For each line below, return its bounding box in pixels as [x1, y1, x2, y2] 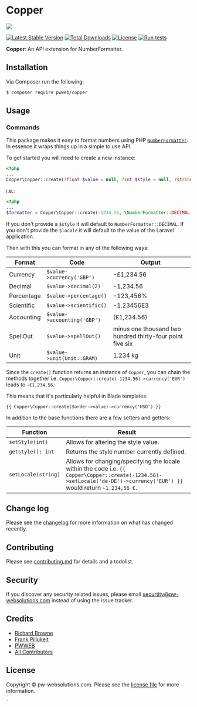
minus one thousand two [113, 325, 181, 333]
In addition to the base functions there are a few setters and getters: [6, 414, 171, 421]
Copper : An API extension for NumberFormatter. [6, 45, 123, 52]
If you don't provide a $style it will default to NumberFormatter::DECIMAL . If [6, 220, 184, 227]
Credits [6, 614, 34, 624]
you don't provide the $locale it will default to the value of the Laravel [6, 226, 174, 234]
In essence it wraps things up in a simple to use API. [6, 143, 132, 150]
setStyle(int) [9, 439, 49, 445]
